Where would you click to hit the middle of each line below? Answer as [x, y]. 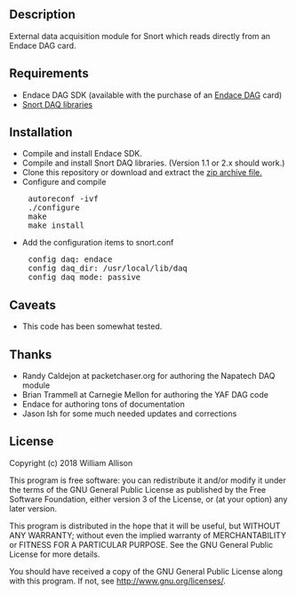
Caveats [32, 305]
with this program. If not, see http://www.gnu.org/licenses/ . [118, 581]
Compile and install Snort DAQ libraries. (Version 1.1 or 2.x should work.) [153, 163]
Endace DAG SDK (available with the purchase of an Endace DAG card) [152, 95]
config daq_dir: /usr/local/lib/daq [108, 269]
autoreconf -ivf [64, 199]
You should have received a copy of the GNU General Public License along [146, 571]
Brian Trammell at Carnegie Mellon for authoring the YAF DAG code [145, 395]
